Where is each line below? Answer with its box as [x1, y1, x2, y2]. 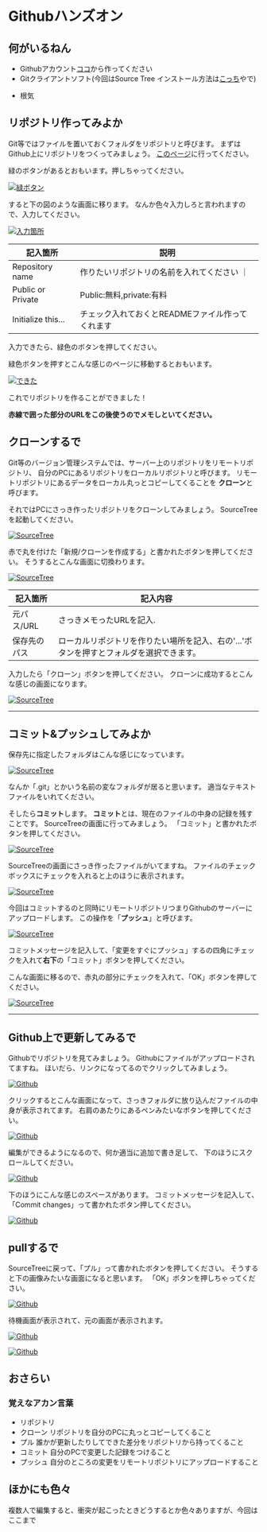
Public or [12, 284, 46, 295]
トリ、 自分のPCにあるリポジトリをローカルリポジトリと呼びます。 [14, 467, 234, 477]
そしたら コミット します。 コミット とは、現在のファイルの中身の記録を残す [8, 809, 253, 819]
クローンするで [8, 435, 81, 449]
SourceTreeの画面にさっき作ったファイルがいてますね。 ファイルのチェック [8, 861, 256, 871]
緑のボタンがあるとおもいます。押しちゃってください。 [8, 165, 188, 175]
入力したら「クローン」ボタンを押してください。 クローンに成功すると [8, 669, 239, 678]
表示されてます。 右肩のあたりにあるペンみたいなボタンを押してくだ [21, 1106, 246, 1115]
